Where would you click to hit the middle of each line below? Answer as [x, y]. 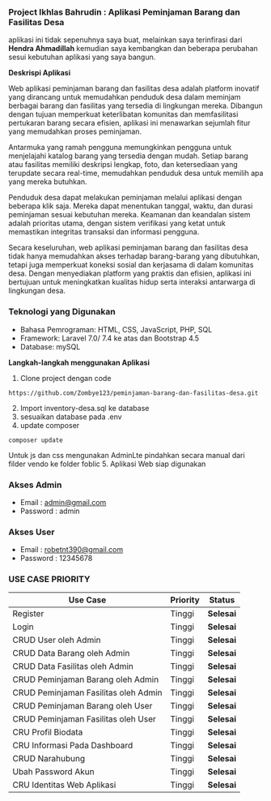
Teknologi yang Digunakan [62, 312]
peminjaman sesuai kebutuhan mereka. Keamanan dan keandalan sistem [129, 215]
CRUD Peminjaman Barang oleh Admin [86, 679]
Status [222, 600]
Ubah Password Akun [53, 772]
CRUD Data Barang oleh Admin [71, 653]
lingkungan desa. [37, 291]
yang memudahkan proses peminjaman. [75, 131]
